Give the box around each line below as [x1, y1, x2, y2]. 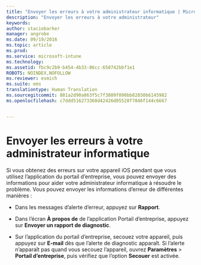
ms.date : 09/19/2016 [6, 36, 58, 42]
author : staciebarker [6, 25, 60, 32]
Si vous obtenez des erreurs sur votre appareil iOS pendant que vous [6, 166, 176, 173]
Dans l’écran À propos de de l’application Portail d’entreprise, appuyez [14, 215, 189, 222]
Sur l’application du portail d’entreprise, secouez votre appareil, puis [14, 233, 183, 240]
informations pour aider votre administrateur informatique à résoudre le [6, 179, 182, 186]
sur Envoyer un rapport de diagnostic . [14, 221, 111, 229]
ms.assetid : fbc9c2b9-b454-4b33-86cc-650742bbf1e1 [6, 64, 135, 71]
